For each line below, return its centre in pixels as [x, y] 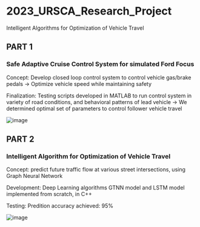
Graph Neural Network [35, 176]
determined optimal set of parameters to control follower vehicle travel [94, 108]
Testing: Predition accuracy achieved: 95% [60, 206]
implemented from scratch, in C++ [49, 194]
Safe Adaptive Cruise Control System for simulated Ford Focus [100, 64]
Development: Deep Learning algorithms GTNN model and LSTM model [95, 188]
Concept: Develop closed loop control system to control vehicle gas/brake [99, 77]
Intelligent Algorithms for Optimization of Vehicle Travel [75, 28]
